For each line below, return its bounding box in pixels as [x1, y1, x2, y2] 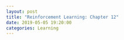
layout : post [6, 8, 38, 15]
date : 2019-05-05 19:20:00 [6, 19, 72, 25]
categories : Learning [6, 25, 59, 31]
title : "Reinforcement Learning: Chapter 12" [6, 14, 119, 20]
